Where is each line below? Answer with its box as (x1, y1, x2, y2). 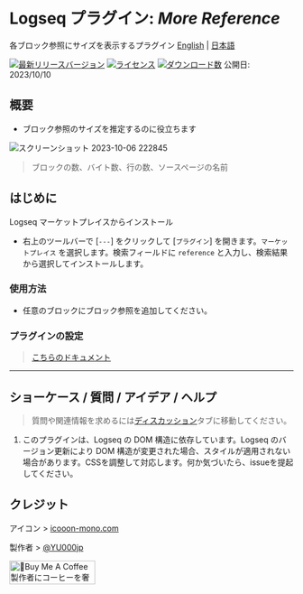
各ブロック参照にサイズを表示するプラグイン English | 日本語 (9, 40, 235, 51)
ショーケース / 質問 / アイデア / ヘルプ (9, 389, 217, 404)
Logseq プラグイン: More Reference (9, 8, 281, 29)
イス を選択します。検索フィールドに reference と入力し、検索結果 (42, 246, 289, 257)
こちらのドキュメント (31, 352, 111, 363)
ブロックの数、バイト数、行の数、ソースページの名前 (31, 162, 228, 172)
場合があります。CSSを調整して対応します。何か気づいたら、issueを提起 (22, 457, 294, 468)
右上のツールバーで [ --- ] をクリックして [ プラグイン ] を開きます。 (22, 236, 262, 246)
